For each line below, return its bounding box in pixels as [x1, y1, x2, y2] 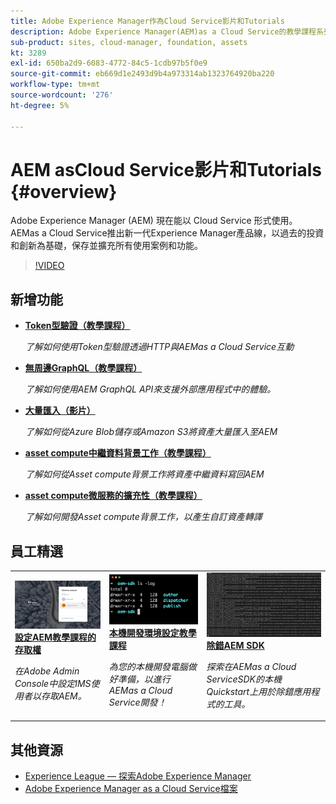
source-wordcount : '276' [10, 90, 114, 100]
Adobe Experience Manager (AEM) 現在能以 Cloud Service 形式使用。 [10, 215, 298, 227]
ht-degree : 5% [10, 100, 70, 110]
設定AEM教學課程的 [14, 631, 97, 643]
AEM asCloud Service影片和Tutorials [10, 158, 322, 181]
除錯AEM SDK [206, 639, 265, 651]
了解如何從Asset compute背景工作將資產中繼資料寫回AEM [24, 468, 265, 480]
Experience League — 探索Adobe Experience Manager [24, 770, 252, 782]
